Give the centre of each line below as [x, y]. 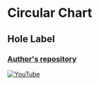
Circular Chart [50, 13]
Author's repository [42, 59]
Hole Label [31, 39]
